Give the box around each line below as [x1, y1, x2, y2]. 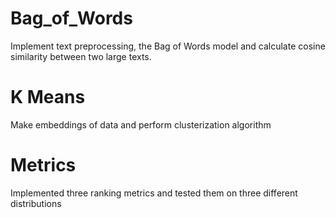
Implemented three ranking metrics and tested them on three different [10, 187, 298, 199]
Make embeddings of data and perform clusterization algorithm [10, 118, 272, 131]
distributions [10, 197, 62, 209]
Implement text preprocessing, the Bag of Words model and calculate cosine [10, 40, 326, 52]
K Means [10, 86, 86, 109]
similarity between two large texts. [10, 50, 152, 62]
